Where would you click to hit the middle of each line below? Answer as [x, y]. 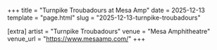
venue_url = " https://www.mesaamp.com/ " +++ [76, 39]
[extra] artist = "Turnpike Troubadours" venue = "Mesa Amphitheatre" [109, 31]
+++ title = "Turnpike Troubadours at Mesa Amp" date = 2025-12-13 [106, 10]
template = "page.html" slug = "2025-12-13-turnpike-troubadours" [104, 18]
